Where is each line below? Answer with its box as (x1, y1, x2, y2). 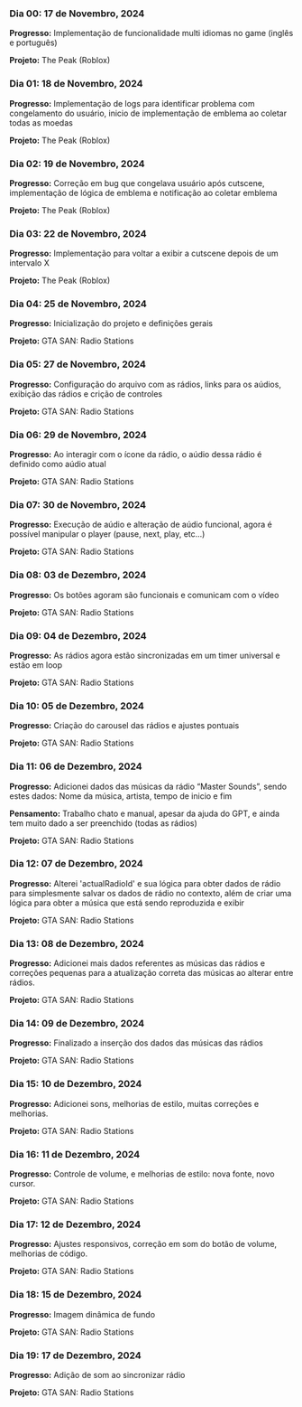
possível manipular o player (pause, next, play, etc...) (9, 529, 206, 539)
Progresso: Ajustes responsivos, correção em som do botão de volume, (9, 1239, 278, 1250)
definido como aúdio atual (9, 459, 106, 470)
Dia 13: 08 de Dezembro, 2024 (9, 937, 144, 950)
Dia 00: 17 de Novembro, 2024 (9, 7, 145, 20)
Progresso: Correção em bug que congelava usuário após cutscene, (9, 177, 265, 188)
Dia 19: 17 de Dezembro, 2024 (9, 1349, 142, 1362)
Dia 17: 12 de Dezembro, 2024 (9, 1218, 142, 1231)
